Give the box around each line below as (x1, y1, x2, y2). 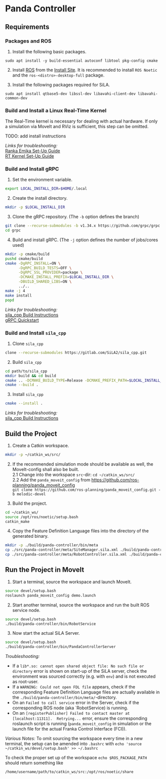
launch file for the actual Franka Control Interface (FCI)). (12, 726, 127, 732)
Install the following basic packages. (12, 48, 86, 54)
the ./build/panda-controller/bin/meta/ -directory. (12, 694, 117, 700)
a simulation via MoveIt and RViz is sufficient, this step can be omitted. (5, 124, 149, 130)
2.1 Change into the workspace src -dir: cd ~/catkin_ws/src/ (12, 472, 135, 477)
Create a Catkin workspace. (12, 442, 69, 448)
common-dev (5, 95, 28, 100)
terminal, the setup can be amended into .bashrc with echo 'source (5, 741, 142, 747)
